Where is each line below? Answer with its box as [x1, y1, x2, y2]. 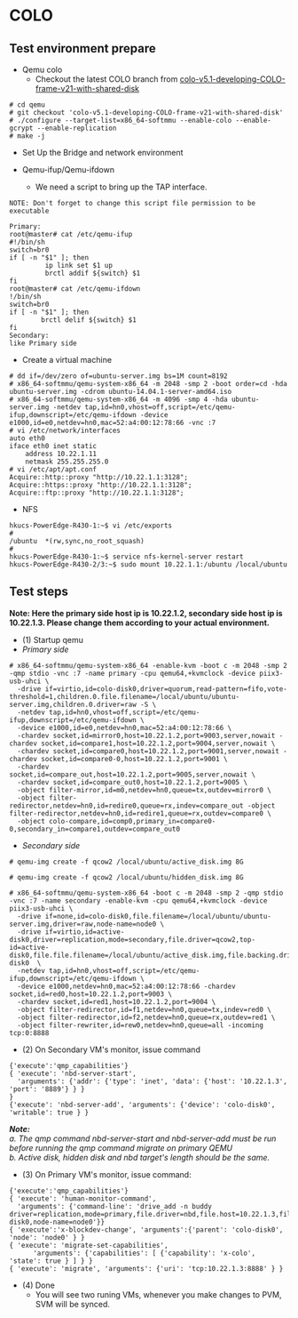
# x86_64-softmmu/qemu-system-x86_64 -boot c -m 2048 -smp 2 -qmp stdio [9, 888, 284, 897]
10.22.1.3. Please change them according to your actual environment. [9, 617, 271, 628]
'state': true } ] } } [9, 1256, 93, 1266]
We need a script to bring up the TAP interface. [35, 181, 208, 192]
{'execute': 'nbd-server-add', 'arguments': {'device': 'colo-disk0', [9, 1100, 276, 1109]
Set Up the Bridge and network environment [21, 148, 184, 157]
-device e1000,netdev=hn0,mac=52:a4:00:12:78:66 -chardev [17, 982, 237, 991]
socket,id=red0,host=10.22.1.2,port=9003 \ [9, 989, 173, 999]
